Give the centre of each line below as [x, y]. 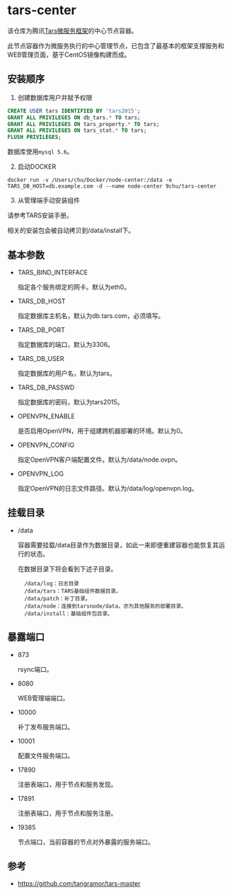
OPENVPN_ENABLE [46, 416]
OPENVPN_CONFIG [46, 445]
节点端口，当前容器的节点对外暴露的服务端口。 [86, 842]
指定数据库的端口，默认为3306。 [66, 344]
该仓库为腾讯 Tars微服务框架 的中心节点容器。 [72, 30]
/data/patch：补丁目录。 [58, 598]
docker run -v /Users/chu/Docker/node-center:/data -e [90, 180]
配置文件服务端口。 [46, 756]
